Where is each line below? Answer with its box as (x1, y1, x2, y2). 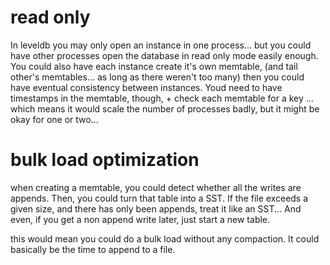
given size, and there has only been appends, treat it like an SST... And (10, 202, 302, 215)
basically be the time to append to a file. (10, 243, 176, 255)
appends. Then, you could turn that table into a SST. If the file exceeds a (10, 192, 309, 204)
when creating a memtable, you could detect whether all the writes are (10, 181, 302, 193)
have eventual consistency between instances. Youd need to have (10, 81, 283, 93)
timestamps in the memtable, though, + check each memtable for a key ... (10, 92, 314, 104)
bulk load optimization (10, 149, 200, 171)
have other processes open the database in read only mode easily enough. (10, 49, 319, 61)
